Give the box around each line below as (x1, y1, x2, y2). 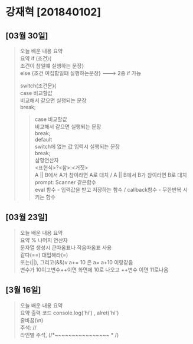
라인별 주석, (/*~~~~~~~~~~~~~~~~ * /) (19, 331, 119, 338)
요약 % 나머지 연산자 (19, 237, 68, 244)
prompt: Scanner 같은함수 (34, 179, 97, 186)
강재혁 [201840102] (5, 5, 102, 19)
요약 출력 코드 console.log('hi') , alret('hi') (19, 309, 119, 316)
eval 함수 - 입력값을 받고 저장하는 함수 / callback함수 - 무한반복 (34, 186, 182, 193)
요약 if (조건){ (19, 55, 51, 62)
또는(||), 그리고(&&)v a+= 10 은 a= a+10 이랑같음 (19, 258, 133, 266)
